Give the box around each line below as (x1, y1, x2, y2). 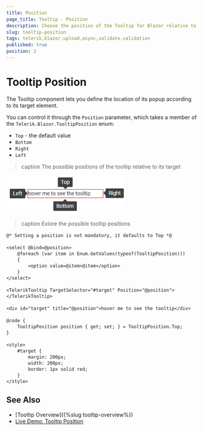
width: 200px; (28, 360, 64, 366)
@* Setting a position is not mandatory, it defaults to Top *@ (6, 232, 172, 238)
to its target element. (6, 102, 58, 109)
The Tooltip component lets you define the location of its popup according (6, 95, 192, 103)
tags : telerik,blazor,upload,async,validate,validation (6, 35, 150, 42)
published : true (6, 42, 47, 48)
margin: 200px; (28, 354, 67, 360)
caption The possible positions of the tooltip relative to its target (21, 163, 181, 170)
